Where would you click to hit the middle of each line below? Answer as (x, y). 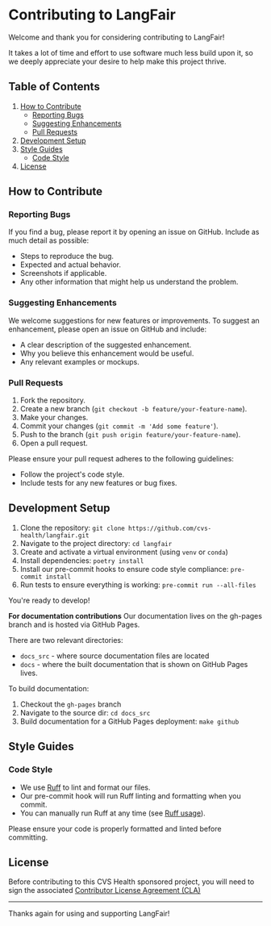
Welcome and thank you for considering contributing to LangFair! (117, 37)
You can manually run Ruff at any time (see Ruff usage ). (113, 813)
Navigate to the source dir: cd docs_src (85, 712)
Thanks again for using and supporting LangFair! (89, 914)
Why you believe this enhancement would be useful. (107, 353)
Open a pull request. (54, 443)
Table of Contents (54, 87)
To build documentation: (49, 688)
